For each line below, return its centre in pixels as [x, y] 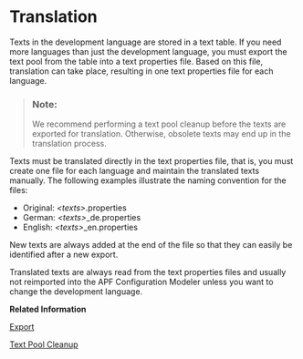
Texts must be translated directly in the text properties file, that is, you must [151, 161]
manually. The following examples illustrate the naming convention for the [148, 180]
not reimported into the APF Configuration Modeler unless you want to [141, 282]
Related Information [48, 309]
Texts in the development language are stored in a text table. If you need [146, 42]
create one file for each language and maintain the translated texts [135, 171]
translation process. [69, 144]
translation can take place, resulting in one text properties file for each [141, 71]
